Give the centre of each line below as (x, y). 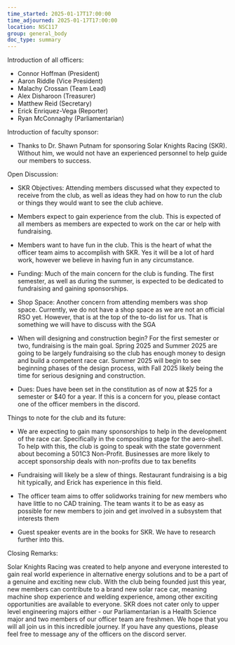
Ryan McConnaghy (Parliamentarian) (71, 119)
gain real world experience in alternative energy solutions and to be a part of (118, 575)
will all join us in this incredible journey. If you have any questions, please (113, 627)
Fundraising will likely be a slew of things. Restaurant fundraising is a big (122, 475)
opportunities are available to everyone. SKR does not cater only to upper (113, 604)
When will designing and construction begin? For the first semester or (118, 338)
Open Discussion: (33, 174)
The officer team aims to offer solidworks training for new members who (122, 496)
